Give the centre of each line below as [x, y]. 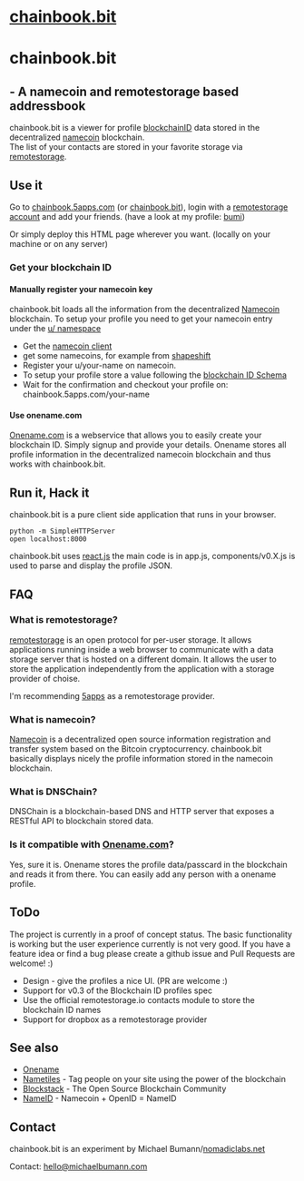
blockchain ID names [62, 1009]
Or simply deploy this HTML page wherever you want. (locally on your [140, 234]
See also [34, 1047]
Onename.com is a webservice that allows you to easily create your [136, 435]
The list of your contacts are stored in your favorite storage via [126, 147]
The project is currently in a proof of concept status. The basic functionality [151, 934]
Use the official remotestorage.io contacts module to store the [139, 999]
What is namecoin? [53, 719]
